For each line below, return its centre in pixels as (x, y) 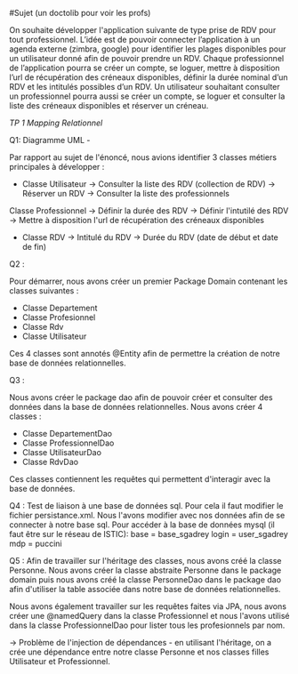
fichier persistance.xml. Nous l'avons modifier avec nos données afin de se (147, 515)
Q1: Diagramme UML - (50, 140)
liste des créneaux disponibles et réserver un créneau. (109, 105)
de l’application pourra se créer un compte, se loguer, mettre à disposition (145, 68)
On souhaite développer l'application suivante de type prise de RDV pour (143, 30)
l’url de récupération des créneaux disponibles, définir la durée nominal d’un (149, 77)
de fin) (34, 247)
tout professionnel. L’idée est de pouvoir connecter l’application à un (135, 40)
